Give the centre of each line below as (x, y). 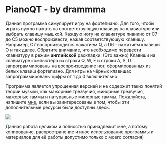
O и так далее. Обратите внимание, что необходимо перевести (73, 50)
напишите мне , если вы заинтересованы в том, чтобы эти (67, 102)
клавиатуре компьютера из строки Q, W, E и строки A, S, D (68, 60)
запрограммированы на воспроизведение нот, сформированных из (78, 66)
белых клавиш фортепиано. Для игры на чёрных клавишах (68, 71)
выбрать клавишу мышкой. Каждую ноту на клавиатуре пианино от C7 (81, 34)
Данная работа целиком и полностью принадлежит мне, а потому (76, 126)
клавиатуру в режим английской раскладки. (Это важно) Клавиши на (80, 55)
